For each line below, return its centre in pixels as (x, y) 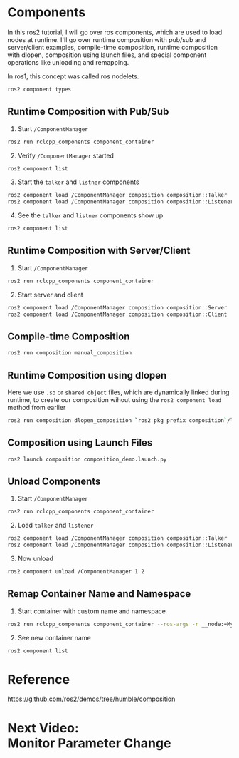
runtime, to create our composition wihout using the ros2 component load (115, 399)
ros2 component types (39, 89)
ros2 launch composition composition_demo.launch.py (87, 459)
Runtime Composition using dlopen (87, 375)
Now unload (35, 558)
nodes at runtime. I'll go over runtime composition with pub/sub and (107, 39)
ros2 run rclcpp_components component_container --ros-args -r (103, 624)
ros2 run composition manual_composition (70, 353)
